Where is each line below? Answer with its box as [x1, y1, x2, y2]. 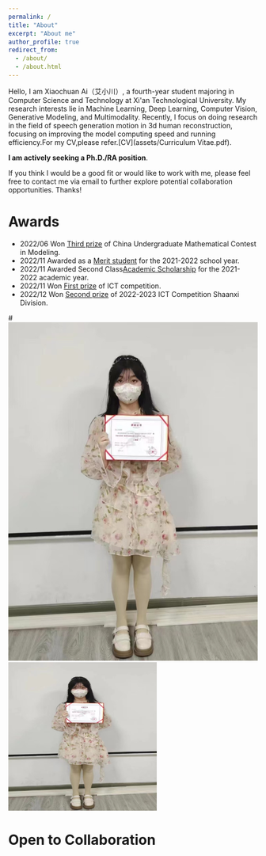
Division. [19, 298, 49, 307]
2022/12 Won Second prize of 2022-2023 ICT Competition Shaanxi [19, 289, 240, 299]
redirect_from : [8, 46, 59, 55]
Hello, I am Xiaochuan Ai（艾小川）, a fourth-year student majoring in [8, 86, 235, 96]
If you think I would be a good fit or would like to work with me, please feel [8, 168, 251, 177]
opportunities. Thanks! [8, 185, 82, 194]
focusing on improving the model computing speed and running [8, 129, 216, 139]
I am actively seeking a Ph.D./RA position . [8, 153, 149, 162]
